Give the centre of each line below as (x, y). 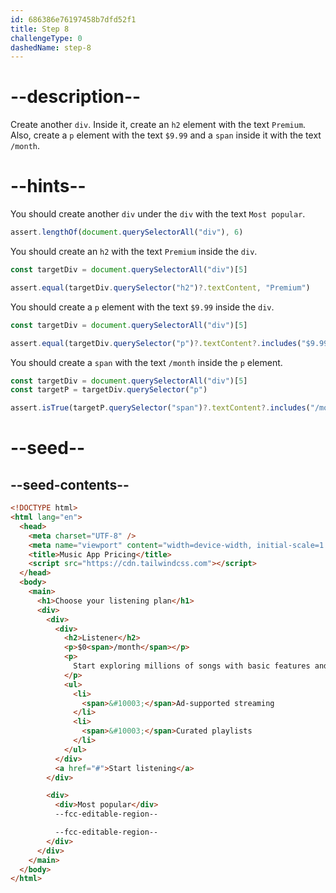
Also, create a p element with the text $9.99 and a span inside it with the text (166, 135)
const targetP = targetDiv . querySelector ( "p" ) (109, 390)
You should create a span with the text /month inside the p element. (146, 362)
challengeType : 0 (46, 38)
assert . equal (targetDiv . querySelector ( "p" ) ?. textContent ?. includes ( (156, 343)
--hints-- (48, 186)
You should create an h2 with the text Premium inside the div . (134, 251)
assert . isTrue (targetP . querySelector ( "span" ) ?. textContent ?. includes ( (160, 408)
